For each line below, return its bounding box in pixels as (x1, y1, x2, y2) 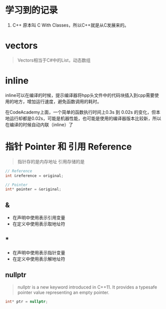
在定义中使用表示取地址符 (12, 221, 65, 227)
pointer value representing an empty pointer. (17, 289, 109, 295)
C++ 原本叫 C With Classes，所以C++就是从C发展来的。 (12, 22, 129, 28)
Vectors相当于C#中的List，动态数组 (17, 57, 91, 63)
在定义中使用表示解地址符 (12, 256, 65, 262)
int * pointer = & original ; (5, 187, 61, 192)
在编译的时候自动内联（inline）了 (5, 121, 73, 128)
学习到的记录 (5, 5, 58, 16)
